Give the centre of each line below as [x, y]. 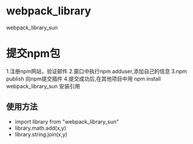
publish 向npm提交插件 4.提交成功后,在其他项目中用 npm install [83, 78]
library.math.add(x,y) [41, 128]
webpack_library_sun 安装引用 [43, 86]
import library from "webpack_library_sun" [67, 121]
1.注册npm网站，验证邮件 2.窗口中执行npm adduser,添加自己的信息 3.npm [97, 71]
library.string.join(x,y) [41, 134]
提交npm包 [33, 53]
